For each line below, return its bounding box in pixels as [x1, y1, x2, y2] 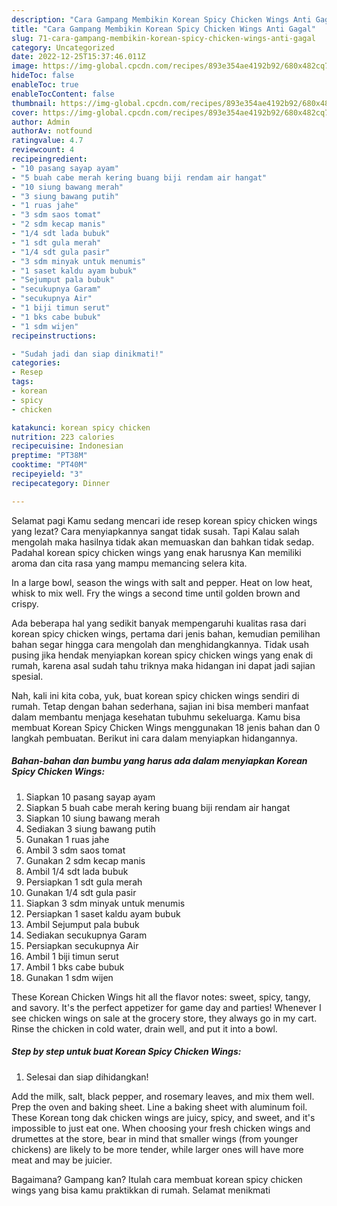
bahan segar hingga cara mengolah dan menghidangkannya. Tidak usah [11, 638, 309, 650]
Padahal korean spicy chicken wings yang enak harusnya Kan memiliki [11, 546, 302, 558]
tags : [11, 377, 34, 387]
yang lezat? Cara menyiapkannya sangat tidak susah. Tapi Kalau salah [11, 525, 300, 537]
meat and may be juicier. [11, 1154, 113, 1166]
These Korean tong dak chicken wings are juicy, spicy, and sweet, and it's [11, 1111, 316, 1123]
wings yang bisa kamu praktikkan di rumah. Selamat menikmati [11, 1184, 271, 1196]
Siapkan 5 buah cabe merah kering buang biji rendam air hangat [25, 801, 291, 813]
